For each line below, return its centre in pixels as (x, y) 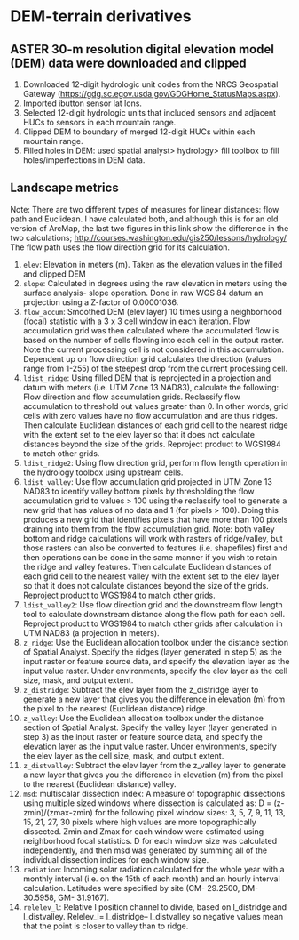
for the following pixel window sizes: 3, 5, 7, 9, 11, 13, (191, 812)
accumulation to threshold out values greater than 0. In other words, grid (156, 406)
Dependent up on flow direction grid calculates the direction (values (147, 358)
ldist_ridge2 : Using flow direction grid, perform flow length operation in (155, 462)
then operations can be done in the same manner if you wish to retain (150, 557)
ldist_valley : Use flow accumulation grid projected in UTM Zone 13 (148, 481)
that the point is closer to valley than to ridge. (106, 926)
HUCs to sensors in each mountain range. (99, 122)
